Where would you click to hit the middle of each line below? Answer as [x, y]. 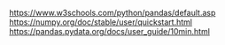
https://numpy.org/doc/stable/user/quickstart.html [101, 22]
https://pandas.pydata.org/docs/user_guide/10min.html [110, 31]
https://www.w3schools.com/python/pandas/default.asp [112, 13]
